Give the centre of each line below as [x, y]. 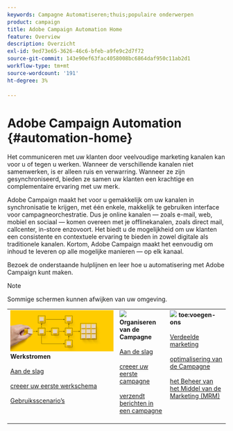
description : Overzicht [42, 44]
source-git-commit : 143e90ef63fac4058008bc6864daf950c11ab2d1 [99, 59]
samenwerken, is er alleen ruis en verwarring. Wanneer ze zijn [96, 172]
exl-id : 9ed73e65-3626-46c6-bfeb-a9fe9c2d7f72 [76, 51]
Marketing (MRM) [195, 396]
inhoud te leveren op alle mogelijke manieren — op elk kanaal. [96, 252]
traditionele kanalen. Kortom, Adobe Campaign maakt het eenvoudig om [110, 244]
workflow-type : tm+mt [38, 66]
